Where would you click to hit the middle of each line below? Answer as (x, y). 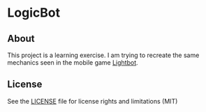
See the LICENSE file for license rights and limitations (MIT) (93, 101)
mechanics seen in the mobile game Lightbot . (73, 63)
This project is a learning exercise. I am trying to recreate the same (103, 55)
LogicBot (34, 13)
